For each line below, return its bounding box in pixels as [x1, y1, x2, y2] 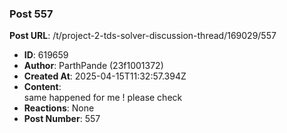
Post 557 [9, 7, 54, 21]
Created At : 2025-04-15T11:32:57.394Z [23, 70, 187, 82]
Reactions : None [23, 102, 95, 114]
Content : [23, 81, 62, 93]
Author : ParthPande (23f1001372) [23, 60, 164, 72]
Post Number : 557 [23, 113, 101, 125]
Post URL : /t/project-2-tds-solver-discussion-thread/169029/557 [9, 30, 277, 42]
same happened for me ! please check [23, 92, 183, 104]
